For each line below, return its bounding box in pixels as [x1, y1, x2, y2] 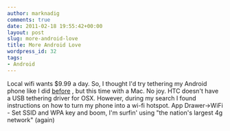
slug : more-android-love [7, 35, 78, 42]
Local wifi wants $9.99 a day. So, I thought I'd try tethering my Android [7, 79, 207, 87]
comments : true [7, 16, 51, 23]
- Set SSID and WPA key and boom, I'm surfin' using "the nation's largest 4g [7, 108, 223, 117]
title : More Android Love [7, 42, 81, 48]
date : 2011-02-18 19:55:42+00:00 [7, 23, 103, 29]
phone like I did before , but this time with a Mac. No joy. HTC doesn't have [7, 87, 219, 95]
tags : [7, 55, 23, 61]
